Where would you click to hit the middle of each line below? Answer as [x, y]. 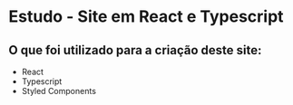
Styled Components [59, 91]
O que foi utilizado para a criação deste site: [135, 50]
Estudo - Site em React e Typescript [146, 17]
